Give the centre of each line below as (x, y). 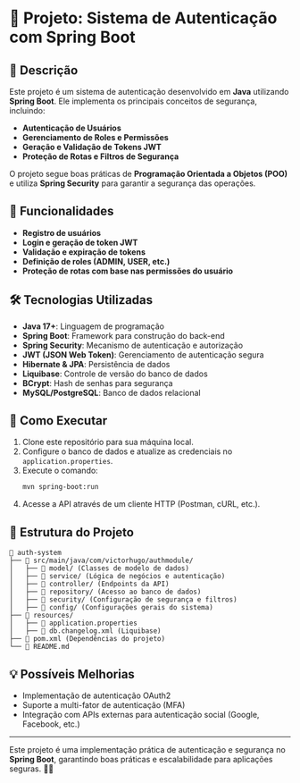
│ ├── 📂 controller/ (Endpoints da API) (89, 585)
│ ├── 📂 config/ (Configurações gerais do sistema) (112, 608)
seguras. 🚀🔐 (32, 769)
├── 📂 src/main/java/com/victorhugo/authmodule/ (101, 561)
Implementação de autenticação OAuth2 (96, 695)
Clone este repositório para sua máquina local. (108, 442)
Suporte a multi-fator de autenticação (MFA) (104, 704)
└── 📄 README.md (39, 647)
